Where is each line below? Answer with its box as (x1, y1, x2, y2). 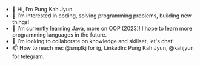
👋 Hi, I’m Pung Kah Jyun (12, 6, 73, 13)
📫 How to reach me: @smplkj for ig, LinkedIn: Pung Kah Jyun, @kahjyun (12, 44, 194, 51)
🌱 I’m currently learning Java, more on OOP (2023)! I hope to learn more (12, 25, 193, 32)
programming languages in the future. (12, 31, 107, 38)
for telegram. (12, 53, 45, 60)
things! (12, 19, 30, 25)
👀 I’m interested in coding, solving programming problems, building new (12, 12, 192, 19)
